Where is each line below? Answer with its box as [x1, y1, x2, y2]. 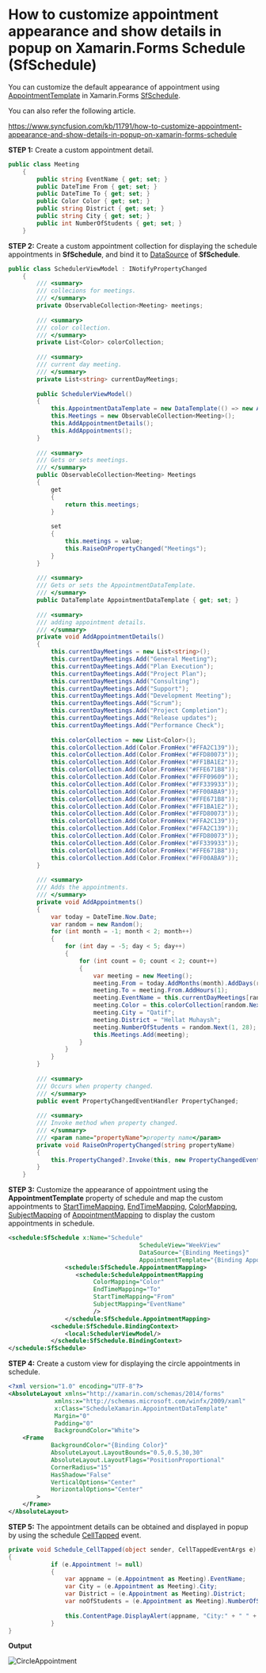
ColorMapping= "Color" [93, 1278, 165, 1286]
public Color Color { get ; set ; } [36, 197, 150, 205]
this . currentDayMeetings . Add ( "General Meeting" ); [50, 655, 218, 663]
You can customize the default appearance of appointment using [8, 82, 220, 92]
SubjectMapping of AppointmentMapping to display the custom [8, 1210, 215, 1220]
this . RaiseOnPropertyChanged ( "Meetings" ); [64, 544, 207, 552]
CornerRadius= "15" [50, 1463, 112, 1471]
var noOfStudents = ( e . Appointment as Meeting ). [64, 1598, 228, 1606]
